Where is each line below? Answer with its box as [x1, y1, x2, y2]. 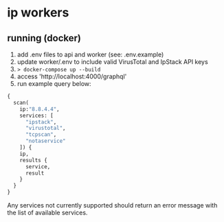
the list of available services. [7, 208, 88, 217]
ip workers [7, 5, 69, 21]
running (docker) [7, 32, 81, 44]
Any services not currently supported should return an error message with [7, 201, 218, 209]
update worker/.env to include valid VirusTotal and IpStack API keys [16, 58, 208, 66]
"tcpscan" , [25, 131, 57, 138]
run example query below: [16, 80, 91, 87]
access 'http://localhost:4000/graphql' [16, 72, 127, 80]
